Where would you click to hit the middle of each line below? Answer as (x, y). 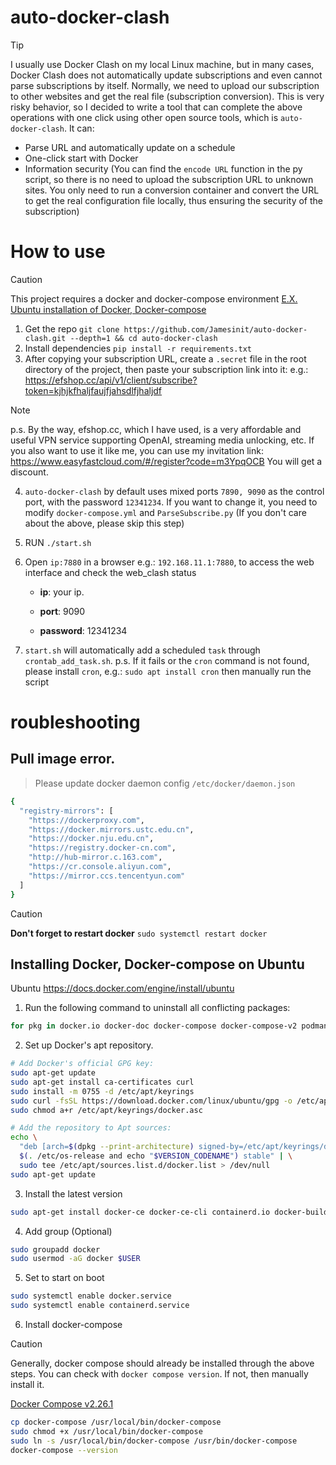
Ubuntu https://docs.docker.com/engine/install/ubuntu (122, 988)
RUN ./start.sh (58, 542)
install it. (27, 1385)
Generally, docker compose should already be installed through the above (162, 1363)
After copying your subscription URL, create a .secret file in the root (165, 358)
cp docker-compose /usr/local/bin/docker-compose (116, 1422)
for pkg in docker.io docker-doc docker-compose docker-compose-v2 (154, 1026)
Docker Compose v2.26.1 (62, 1404)
